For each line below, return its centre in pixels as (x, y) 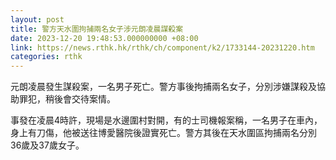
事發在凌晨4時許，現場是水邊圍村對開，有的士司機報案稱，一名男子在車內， (166, 120)
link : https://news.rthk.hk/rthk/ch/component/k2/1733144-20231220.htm (162, 47)
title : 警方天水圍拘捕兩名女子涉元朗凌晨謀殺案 (97, 29)
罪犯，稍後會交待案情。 (67, 99)
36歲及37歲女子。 (47, 145)
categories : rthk (46, 57)
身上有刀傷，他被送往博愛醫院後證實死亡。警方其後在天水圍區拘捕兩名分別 (163, 133)
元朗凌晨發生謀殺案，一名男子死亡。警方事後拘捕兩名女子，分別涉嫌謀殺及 (163, 87)
